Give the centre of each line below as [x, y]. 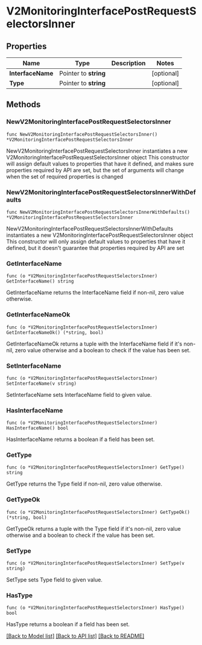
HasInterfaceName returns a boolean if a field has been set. [80, 440]
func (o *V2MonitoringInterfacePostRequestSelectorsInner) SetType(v [96, 563]
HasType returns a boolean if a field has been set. [68, 624]
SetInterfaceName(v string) [42, 383]
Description [128, 63]
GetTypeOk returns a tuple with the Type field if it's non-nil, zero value [93, 528]
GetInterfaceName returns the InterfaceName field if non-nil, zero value [95, 293]
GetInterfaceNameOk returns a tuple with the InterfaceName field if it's [94, 344]
